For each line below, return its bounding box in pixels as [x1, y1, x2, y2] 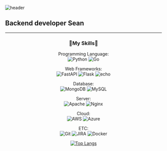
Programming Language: [58, 51, 109, 57]
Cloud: [77, 111, 90, 117]
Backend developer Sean [5, 19, 84, 27]
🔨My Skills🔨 [69, 40, 98, 47]
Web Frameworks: [65, 66, 102, 72]
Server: [76, 96, 91, 102]
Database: [73, 81, 94, 87]
